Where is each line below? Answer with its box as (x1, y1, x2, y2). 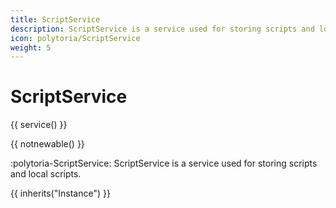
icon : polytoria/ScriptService (10, 33, 141, 43)
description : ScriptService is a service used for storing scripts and (10, 24, 315, 34)
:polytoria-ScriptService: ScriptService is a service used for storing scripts (10, 157, 318, 170)
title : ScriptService (10, 14, 101, 25)
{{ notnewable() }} (10, 138, 85, 150)
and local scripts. (10, 168, 82, 180)
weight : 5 (10, 42, 52, 53)
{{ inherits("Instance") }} (10, 187, 111, 200)
